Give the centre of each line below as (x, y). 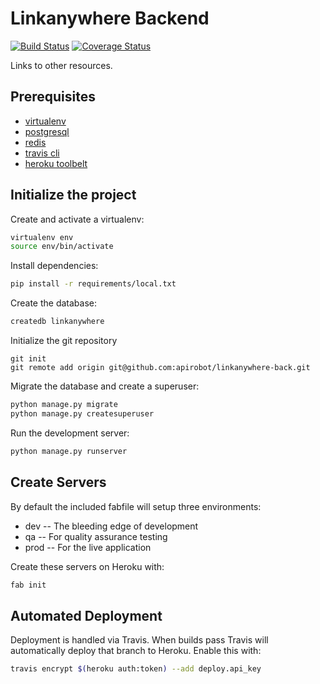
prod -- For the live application (88, 547)
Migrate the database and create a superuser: (105, 386)
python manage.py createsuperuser (82, 413)
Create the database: (54, 303)
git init (28, 359)
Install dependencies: (54, 266)
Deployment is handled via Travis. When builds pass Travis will (139, 640)
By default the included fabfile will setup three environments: (136, 506)
